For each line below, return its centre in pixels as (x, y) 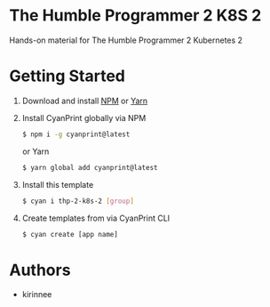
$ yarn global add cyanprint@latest (90, 167)
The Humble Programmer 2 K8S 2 (135, 16)
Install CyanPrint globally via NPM (84, 117)
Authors (40, 270)
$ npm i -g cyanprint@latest (76, 134)
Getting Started (67, 76)
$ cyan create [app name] (70, 234)
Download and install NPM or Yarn (85, 101)
